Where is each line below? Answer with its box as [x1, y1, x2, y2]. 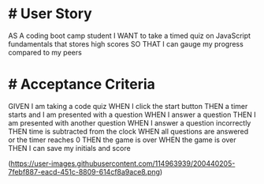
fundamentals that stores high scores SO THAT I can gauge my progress [8, 39, 244, 48]
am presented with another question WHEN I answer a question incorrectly [8, 118, 251, 127]
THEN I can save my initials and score [8, 143, 132, 152]
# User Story [8, 5, 92, 23]
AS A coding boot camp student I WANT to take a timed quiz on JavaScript [8, 31, 251, 40]
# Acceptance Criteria [8, 76, 156, 93]
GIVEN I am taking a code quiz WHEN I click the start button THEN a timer [8, 101, 248, 111]
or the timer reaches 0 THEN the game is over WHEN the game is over [8, 135, 236, 145]
